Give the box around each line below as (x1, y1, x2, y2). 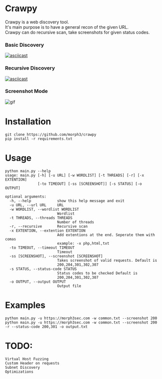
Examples (5, 300, 46, 310)
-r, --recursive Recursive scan (9, 224, 88, 229)
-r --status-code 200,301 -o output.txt (5, 324, 88, 329)
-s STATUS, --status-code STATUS (9, 266, 77, 271)
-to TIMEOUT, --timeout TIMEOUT (9, 245, 75, 250)
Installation (5, 116, 51, 127)
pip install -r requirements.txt (5, 136, 73, 141)
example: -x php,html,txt (57, 241, 110, 246)
